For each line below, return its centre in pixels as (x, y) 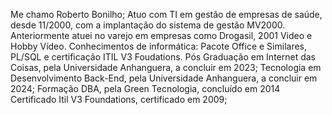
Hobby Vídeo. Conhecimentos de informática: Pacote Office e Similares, (159, 46)
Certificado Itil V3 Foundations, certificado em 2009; (119, 99)
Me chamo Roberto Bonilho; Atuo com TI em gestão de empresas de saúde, (166, 14)
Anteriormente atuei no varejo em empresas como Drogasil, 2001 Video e (161, 35)
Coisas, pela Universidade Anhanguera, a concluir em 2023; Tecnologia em (166, 67)
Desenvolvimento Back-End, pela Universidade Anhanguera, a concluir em (164, 78)
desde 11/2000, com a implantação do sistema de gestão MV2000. (148, 25)
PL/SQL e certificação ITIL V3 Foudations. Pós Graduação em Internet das (163, 57)
